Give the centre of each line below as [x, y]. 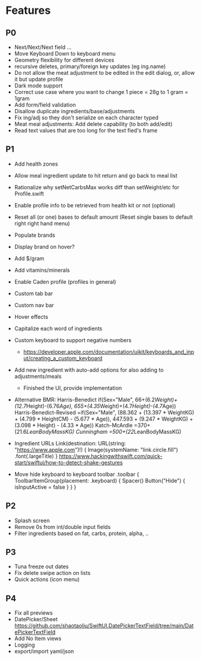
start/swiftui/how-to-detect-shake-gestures [68, 462]
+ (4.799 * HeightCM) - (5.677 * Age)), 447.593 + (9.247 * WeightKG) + [103, 419]
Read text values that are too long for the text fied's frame [86, 130]
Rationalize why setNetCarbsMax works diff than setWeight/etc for [97, 187]
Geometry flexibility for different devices [64, 60]
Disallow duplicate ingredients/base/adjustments [75, 111]
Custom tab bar [34, 293]
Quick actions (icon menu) [47, 580]
